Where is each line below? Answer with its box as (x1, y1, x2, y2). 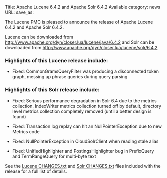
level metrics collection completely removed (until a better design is (12, 108, 152, 114)
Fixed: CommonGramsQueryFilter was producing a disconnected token (12, 68, 159, 74)
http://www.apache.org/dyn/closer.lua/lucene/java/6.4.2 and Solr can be (5, 39, 155, 45)
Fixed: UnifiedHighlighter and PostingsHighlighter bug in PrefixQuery (12, 148, 154, 154)
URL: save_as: (5, 9, 34, 15)
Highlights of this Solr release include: (5, 86, 100, 93)
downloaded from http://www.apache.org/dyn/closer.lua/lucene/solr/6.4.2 (5, 45, 158, 50)
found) (12, 113, 26, 119)
